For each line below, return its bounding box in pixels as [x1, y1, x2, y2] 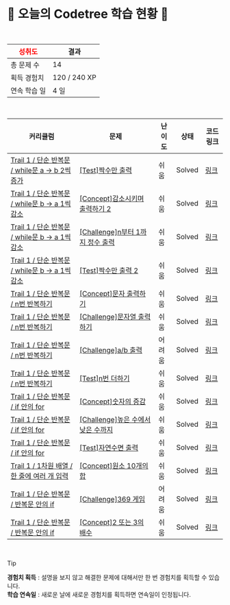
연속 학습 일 [10, 86, 47, 95]
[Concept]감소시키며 [79, 193, 144, 203]
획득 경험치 [10, 73, 44, 82]
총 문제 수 [10, 60, 40, 69]
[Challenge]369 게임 [79, 494, 146, 504]
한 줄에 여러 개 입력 [10, 471, 68, 480]
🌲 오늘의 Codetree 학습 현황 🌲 [7, 6, 169, 22]
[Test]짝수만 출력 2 [79, 265, 139, 275]
